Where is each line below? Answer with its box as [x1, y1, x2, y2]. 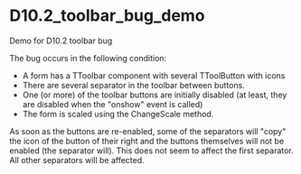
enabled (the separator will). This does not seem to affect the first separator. [9, 145, 294, 156]
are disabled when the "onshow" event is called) [22, 98, 203, 109]
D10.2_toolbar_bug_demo [9, 5, 205, 26]
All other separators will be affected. [9, 154, 145, 165]
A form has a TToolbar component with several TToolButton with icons [22, 69, 286, 81]
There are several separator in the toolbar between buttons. [22, 79, 246, 90]
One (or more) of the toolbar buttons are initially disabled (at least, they [22, 89, 287, 100]
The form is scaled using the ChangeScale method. [22, 108, 214, 119]
